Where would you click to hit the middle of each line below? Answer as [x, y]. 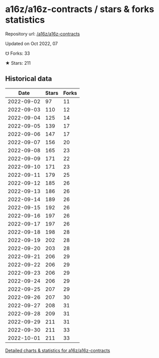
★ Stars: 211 [18, 63]
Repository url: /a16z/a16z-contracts [43, 34]
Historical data [29, 79]
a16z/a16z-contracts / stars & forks [80, 9]
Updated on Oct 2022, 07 [32, 43]
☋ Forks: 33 [18, 53]
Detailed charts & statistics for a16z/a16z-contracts [58, 350]
